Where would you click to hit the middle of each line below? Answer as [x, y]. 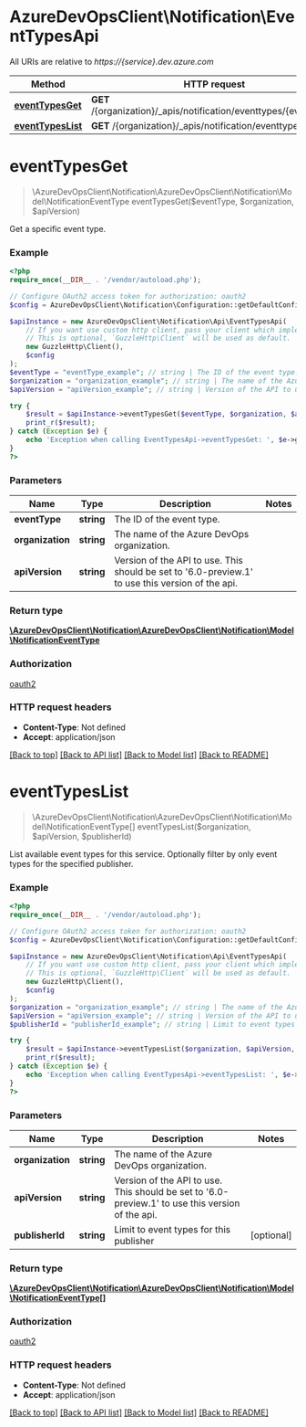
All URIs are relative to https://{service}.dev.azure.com [112, 61]
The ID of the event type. [167, 519]
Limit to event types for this [172, 1229]
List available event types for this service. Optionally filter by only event [143, 854]
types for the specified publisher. [71, 863]
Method [48, 84]
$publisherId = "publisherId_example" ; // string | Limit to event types [153, 1024]
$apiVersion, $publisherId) [82, 836]
